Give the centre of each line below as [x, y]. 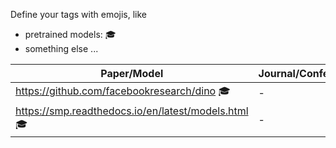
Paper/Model [132, 73]
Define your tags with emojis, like [79, 14]
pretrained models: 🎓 [70, 34]
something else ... [61, 48]
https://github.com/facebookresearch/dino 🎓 [123, 91]
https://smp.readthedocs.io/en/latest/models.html [132, 111]
